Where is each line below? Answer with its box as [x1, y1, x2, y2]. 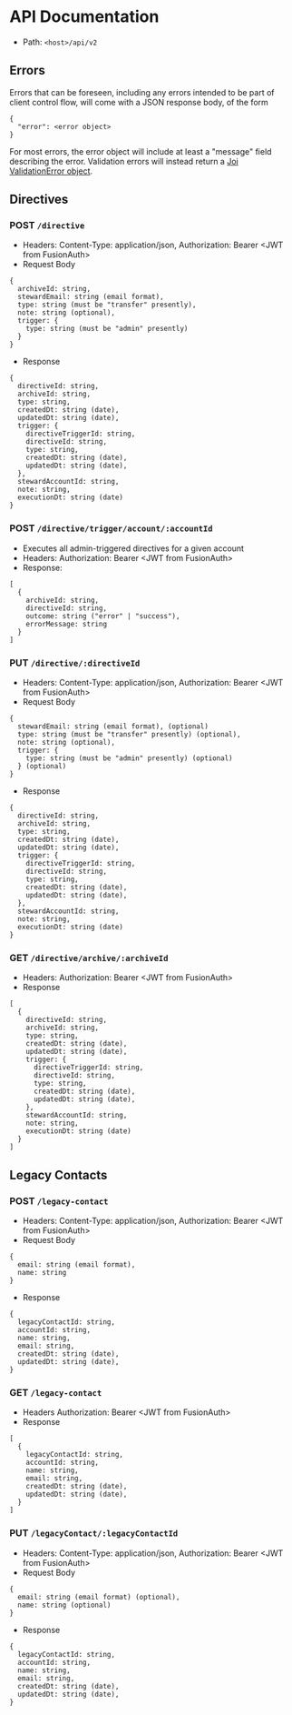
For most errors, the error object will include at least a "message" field [9, 145, 272, 156]
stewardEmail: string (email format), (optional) [17, 722, 209, 731]
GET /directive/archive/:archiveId [9, 951, 169, 964]
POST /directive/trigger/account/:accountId [9, 522, 213, 535]
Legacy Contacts [9, 1167, 108, 1183]
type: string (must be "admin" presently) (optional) [25, 754, 233, 763]
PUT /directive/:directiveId [9, 657, 141, 669]
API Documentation [9, 6, 160, 27]
